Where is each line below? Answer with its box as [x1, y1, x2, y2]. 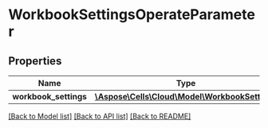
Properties [8, 54, 62, 68]
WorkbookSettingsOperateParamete [8, 6, 255, 24]
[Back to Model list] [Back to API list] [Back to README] [8, 111, 191, 121]
